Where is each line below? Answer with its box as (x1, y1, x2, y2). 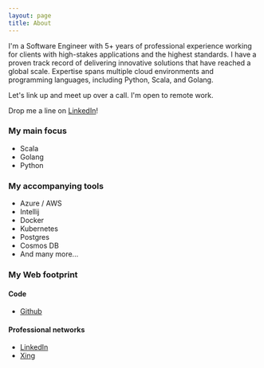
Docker (19, 216, 45, 225)
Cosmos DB (19, 241, 60, 251)
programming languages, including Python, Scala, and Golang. (8, 75, 214, 84)
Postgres (19, 233, 50, 242)
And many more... (19, 249, 79, 259)
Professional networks (8, 324, 85, 335)
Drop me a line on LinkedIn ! (8, 105, 98, 115)
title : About (8, 19, 52, 27)
